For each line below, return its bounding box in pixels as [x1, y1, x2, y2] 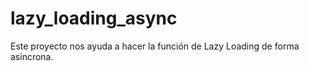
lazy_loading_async [10, 7, 178, 30]
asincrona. [10, 50, 54, 62]
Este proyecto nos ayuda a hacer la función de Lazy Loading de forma [10, 40, 300, 52]
